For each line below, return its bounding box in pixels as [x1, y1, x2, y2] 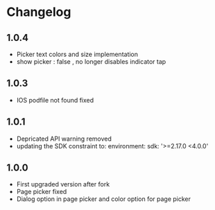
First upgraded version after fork [16, 180, 110, 189]
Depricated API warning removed [16, 134, 112, 143]
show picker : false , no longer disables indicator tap [16, 58, 166, 66]
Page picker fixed [16, 188, 67, 196]
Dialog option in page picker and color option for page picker [16, 195, 191, 203]
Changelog [6, 4, 71, 20]
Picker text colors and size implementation [16, 50, 139, 58]
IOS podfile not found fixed [16, 96, 94, 104]
